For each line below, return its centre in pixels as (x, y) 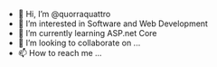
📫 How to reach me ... (60, 53)
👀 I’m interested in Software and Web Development (113, 24)
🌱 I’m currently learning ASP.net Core (87, 33)
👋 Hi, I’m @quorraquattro (64, 14)
